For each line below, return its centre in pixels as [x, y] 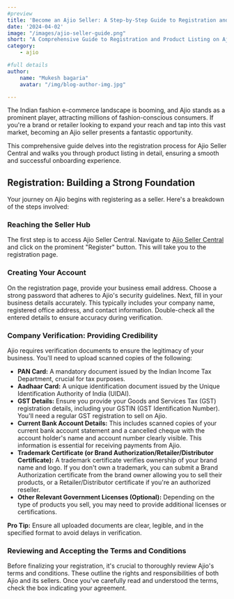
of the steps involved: [38, 207]
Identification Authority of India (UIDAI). [74, 394]
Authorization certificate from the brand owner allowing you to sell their [120, 475]
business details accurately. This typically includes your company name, [111, 303]
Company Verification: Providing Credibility [83, 335]
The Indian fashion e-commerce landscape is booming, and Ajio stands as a [116, 110]
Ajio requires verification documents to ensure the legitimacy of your [106, 351]
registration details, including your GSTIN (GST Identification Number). [118, 408]
